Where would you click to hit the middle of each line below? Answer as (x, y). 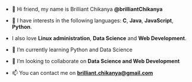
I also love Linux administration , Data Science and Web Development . (99, 38)
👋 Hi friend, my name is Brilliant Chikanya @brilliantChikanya (87, 9)
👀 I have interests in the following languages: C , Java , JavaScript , (92, 20)
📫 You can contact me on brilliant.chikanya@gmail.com (82, 73)
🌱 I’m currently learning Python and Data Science (72, 50)
